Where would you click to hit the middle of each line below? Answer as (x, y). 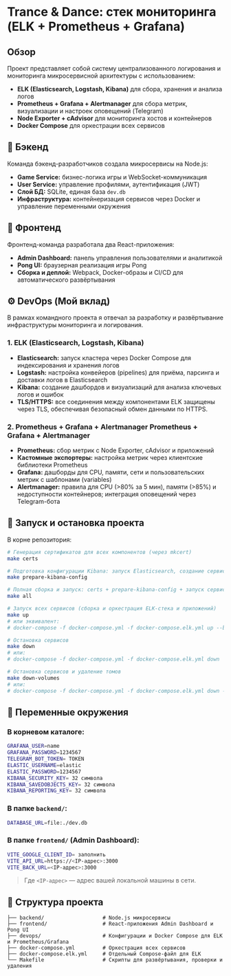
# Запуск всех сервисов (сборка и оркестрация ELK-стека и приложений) (112, 609)
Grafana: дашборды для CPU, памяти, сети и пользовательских (111, 472)
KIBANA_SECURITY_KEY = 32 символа (55, 778)
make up (18, 615)
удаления (20, 966)
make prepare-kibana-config (47, 577)
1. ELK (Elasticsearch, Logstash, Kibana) (76, 343)
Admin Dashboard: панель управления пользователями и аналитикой (120, 258)
